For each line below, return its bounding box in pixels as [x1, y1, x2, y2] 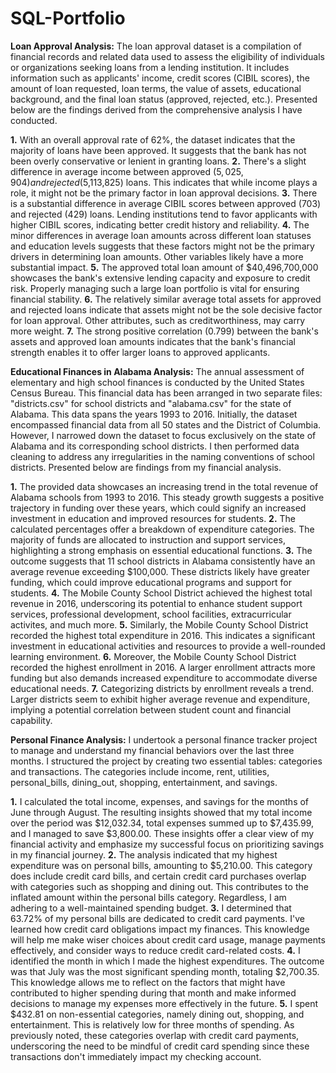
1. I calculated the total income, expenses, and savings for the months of [10, 795, 310, 807]
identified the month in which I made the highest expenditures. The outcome [10, 955, 325, 967]
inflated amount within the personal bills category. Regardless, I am [10, 891, 287, 903]
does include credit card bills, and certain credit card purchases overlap [10, 870, 307, 882]
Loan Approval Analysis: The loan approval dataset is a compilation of [10, 40, 302, 52]
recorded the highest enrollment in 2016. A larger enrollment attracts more [10, 661, 316, 673]
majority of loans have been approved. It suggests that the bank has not [10, 144, 307, 156]
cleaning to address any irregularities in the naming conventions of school [10, 450, 315, 462]
